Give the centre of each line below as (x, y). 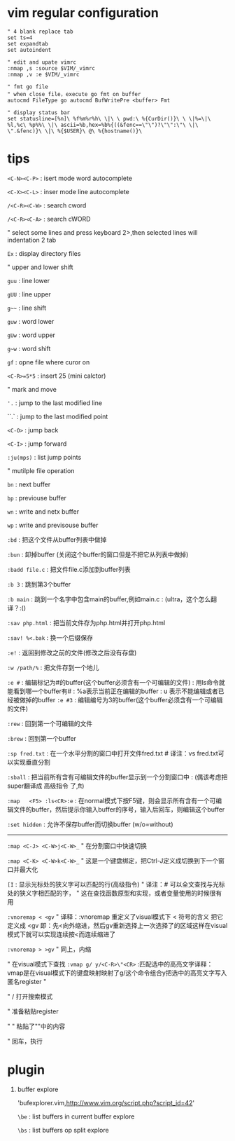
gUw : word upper (31, 335)
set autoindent (29, 50)
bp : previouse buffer (37, 498)
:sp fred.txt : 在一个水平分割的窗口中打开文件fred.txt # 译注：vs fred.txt (113, 753)
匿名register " (27, 981)
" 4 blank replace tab (40, 32)
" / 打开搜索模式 (30, 996)
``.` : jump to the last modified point (58, 416)
